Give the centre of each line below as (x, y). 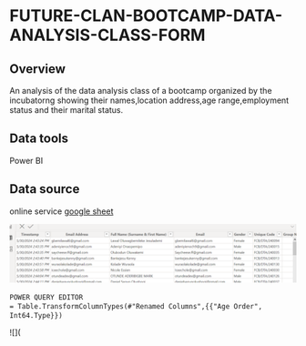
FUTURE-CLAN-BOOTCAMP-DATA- (146, 16)
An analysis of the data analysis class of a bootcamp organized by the (141, 91)
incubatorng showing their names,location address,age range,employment (149, 100)
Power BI (26, 160)
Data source (45, 189)
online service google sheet (61, 211)
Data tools (39, 139)
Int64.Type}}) (36, 315)
